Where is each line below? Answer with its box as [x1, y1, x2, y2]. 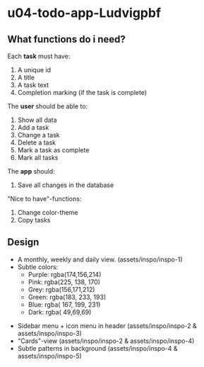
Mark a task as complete [17, 146, 90, 154]
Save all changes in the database [17, 181, 114, 189]
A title [17, 73, 35, 81]
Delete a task [17, 138, 56, 147]
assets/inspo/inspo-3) [17, 329, 83, 337]
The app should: [7, 167, 55, 175]
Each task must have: [7, 52, 71, 60]
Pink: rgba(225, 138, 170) [28, 278, 101, 286]
